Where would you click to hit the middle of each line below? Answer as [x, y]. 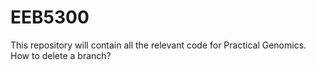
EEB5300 [50, 17]
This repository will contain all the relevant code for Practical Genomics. [158, 45]
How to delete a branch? [61, 55]
